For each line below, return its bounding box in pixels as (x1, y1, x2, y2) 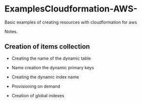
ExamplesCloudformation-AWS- (4, 3, 138, 14)
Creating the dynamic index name (11, 74, 79, 80)
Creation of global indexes (11, 92, 64, 98)
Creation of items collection (4, 42, 90, 51)
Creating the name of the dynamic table (11, 55, 91, 61)
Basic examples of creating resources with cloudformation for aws (4, 19, 137, 25)
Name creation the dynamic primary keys (11, 64, 94, 70)
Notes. (4, 28, 18, 34)
